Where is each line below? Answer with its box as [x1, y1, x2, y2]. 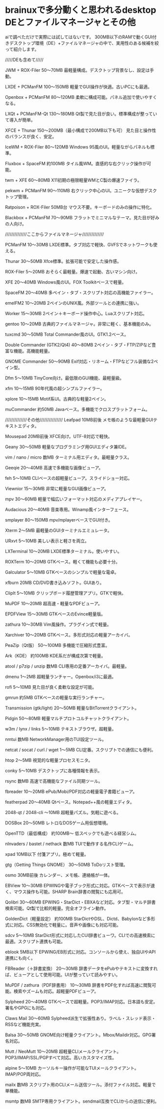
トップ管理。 [5, 194, 31, 200]
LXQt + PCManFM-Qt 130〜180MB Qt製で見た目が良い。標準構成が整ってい [5, 111, 158, 117]
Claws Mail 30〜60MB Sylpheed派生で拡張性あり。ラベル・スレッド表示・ [5, 1015, 156, 1021]
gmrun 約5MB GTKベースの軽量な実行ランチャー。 [5, 694, 107, 700]
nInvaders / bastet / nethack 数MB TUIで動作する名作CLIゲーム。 [5, 841, 136, 846]
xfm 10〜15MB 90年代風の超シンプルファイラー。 [5, 385, 105, 391]
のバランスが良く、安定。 [5, 133, 57, 139]
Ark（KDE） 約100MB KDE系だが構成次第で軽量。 [5, 652, 106, 659]
